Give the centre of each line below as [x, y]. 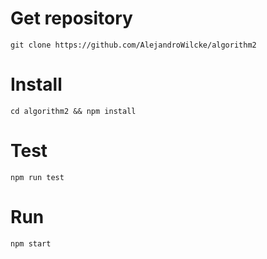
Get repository [71, 18]
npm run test [37, 177]
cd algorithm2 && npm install [73, 111]
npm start [31, 243]
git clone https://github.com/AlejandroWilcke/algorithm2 [133, 45]
